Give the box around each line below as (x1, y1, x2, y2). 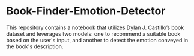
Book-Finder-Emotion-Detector (6, 4, 166, 18)
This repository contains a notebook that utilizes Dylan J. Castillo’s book (6, 24, 184, 31)
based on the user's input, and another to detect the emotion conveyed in (6, 36, 189, 43)
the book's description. (6, 43, 64, 50)
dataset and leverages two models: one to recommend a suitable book (6, 30, 181, 37)
